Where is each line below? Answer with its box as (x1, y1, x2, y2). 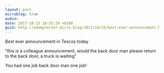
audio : (5, 16, 19, 21)
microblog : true (5, 12, 38, 17)
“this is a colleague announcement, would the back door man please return (5, 48, 156, 54)
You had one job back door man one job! (5, 63, 87, 69)
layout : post (5, 7, 32, 12)
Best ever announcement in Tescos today (5, 38, 89, 44)
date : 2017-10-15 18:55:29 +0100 (5, 20, 73, 26)
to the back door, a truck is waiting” (5, 53, 77, 59)
